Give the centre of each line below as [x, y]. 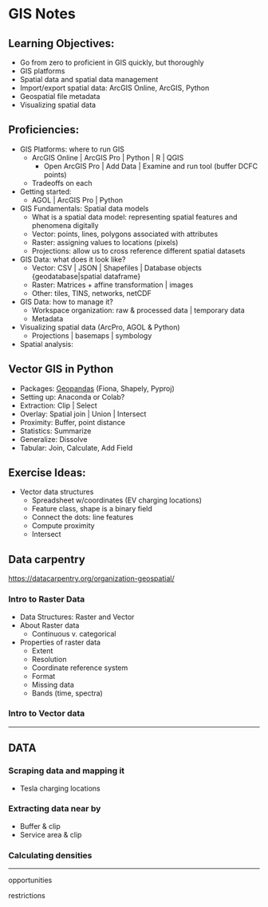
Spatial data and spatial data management [89, 79]
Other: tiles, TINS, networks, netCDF [91, 293]
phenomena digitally [65, 225]
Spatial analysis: [47, 344]
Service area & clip [51, 834]
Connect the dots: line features [83, 517]
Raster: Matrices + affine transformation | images [112, 285]
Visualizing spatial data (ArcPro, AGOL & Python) [100, 327]
